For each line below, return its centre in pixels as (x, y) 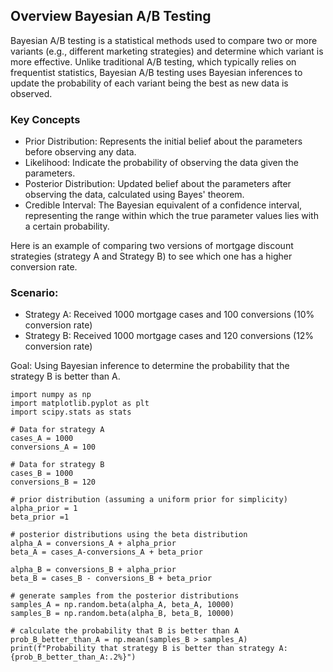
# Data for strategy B (57, 465)
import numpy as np (51, 395)
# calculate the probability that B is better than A (125, 631)
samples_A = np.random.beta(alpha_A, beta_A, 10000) (122, 605)
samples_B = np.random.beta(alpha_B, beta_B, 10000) (122, 614)
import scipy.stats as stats (71, 412)
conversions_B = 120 (53, 482)
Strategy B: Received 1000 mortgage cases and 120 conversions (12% (169, 336)
